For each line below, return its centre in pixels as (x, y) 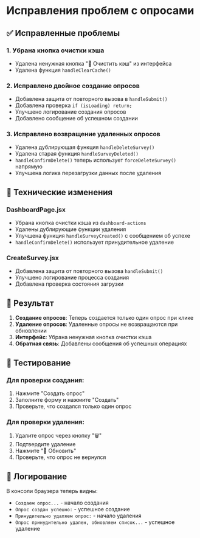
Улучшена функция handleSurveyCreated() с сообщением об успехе (102, 236)
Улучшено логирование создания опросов (71, 112)
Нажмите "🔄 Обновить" (46, 451)
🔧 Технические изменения (60, 192)
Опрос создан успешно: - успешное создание (73, 509)
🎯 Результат (30, 303)
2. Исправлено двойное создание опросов (73, 86)
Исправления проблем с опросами (100, 11)
